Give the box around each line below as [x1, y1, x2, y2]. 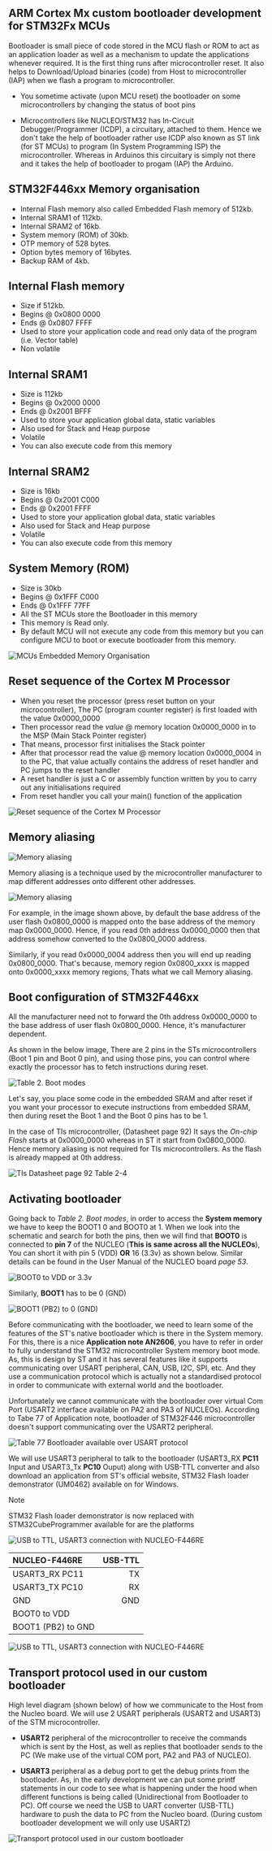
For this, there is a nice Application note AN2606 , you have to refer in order [8, 1337, 264, 1347]
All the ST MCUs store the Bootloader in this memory [19, 609, 197, 619]
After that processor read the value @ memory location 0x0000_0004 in [19, 747, 262, 757]
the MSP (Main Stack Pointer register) [19, 730, 147, 740]
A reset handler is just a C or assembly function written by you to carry [19, 773, 257, 783]
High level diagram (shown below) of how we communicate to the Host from [8, 1700, 264, 1709]
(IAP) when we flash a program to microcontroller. [8, 75, 175, 85]
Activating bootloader [8, 1191, 122, 1206]
